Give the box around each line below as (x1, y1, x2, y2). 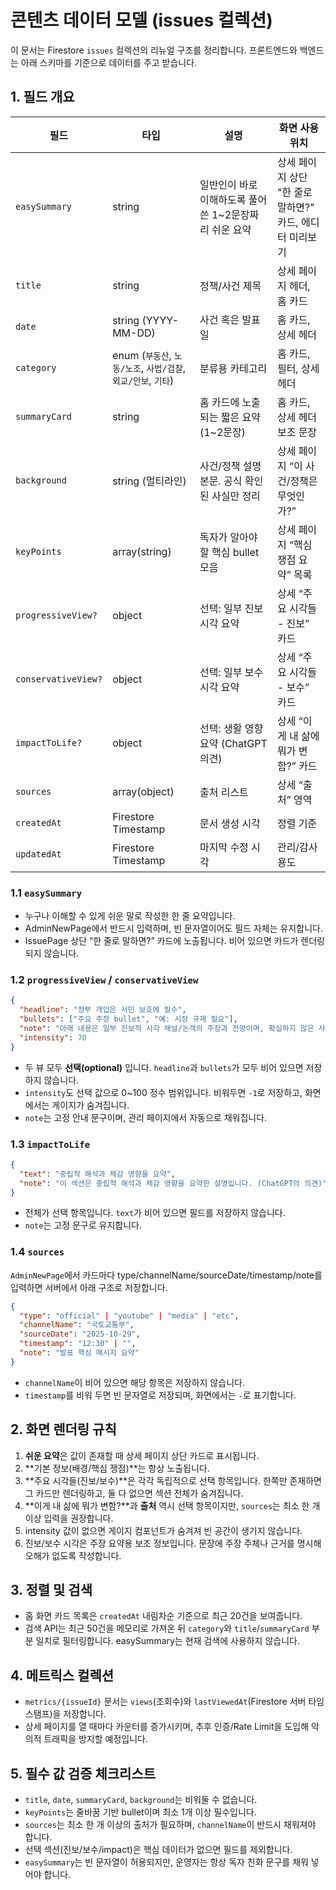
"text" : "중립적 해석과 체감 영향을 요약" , (19, 1169, 176, 1179)
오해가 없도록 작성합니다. (24, 1549, 122, 1561)
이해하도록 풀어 (199, 192, 268, 206)
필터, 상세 (276, 361, 320, 375)
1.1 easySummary (10, 886, 83, 900)
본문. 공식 (199, 474, 243, 488)
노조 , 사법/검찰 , (124, 361, 186, 375)
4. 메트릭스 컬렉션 (10, 1667, 115, 1684)
